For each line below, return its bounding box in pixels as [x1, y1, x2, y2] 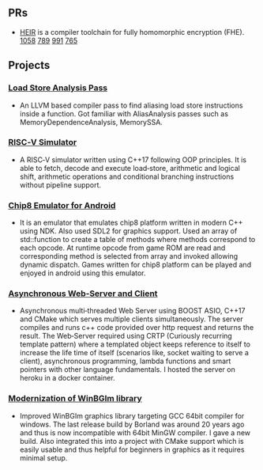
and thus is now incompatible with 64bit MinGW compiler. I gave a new [19, 427, 251, 438]
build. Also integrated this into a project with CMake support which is [19, 436, 244, 445]
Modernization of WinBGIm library [8, 393, 142, 404]
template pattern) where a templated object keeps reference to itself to [19, 339, 251, 349]
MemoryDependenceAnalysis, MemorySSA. [19, 117, 163, 127]
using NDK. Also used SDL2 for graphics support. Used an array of [19, 226, 238, 236]
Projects [8, 59, 51, 72]
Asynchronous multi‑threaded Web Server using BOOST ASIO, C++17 [19, 306, 246, 316]
